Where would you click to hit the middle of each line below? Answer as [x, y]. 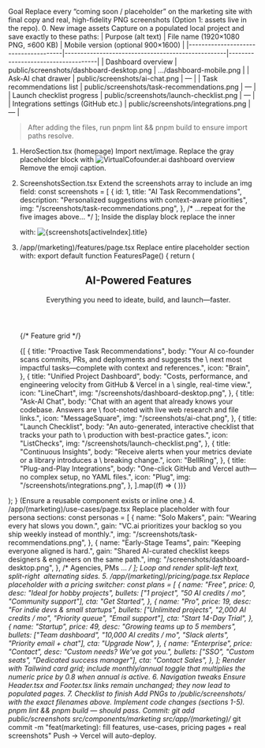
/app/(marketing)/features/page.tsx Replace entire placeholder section [134, 247]
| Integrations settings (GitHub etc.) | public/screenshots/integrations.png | [129, 103]
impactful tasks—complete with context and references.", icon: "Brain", [135, 367]
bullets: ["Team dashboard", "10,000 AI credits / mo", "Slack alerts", [118, 634]
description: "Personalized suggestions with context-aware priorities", [134, 200]
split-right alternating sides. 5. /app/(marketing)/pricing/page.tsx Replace [129, 576]
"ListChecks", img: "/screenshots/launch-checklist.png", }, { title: [125, 443]
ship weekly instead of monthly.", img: [70, 534]
